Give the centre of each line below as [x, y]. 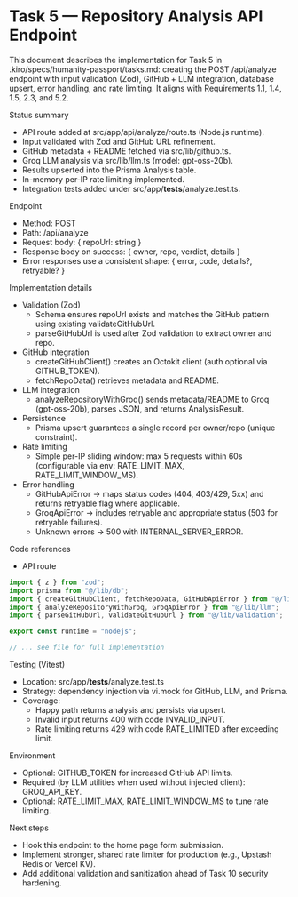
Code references [40, 549]
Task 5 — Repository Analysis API [136, 16]
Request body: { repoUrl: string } [82, 242]
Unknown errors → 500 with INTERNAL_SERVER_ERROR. [139, 532]
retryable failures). [69, 522]
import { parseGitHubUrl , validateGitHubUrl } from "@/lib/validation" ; [146, 615]
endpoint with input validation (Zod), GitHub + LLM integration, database [142, 78]
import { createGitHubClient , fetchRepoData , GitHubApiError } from [138, 599]
